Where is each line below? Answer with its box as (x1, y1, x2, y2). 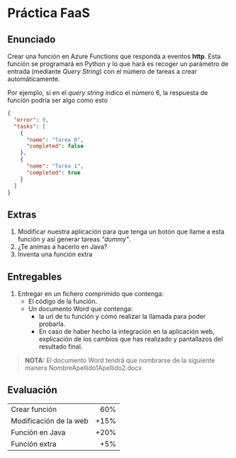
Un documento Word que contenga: (28, 305, 133, 313)
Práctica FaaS (7, 5, 91, 21)
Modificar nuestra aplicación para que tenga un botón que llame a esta (17, 227, 225, 236)
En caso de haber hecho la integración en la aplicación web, (38, 327, 215, 335)
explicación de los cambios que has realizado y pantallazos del (38, 335, 223, 343)
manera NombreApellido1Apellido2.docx (24, 364, 142, 372)
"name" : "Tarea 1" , (26, 163, 84, 170)
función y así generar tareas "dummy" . (17, 235, 131, 244)
